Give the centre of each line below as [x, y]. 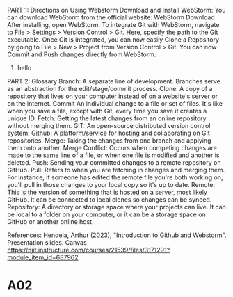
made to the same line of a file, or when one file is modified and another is [114, 155]
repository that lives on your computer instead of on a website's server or [112, 96]
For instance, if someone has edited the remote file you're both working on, [115, 177]
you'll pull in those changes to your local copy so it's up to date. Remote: [111, 185]
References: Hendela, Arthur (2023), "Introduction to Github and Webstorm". [117, 235]
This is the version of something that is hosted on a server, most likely [107, 192]
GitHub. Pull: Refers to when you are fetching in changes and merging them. [116, 170]
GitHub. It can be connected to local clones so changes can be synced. [110, 200]
